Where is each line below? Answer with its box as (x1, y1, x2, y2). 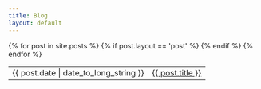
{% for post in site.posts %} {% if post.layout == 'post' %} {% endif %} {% (8, 41, 254, 50)
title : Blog (8, 11, 48, 20)
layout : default (8, 19, 62, 27)
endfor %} (8, 49, 42, 59)
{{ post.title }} (152, 67, 202, 78)
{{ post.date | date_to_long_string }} (12, 67, 145, 78)
